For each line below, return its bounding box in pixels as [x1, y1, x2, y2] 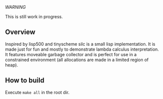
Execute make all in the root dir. [5, 89, 70, 95]
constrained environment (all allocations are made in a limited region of [5, 57, 149, 63]
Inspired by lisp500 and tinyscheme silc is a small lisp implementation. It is [5, 41, 156, 47]
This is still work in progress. [5, 14, 63, 19]
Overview [5, 28, 36, 36]
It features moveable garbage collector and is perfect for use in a [5, 51, 137, 57]
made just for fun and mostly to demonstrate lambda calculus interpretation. [5, 46, 159, 52]
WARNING [5, 4, 26, 10]
